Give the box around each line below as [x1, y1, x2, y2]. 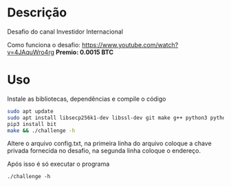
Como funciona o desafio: [7, 40, 81, 49]
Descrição [7, 5, 67, 21]
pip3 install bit [7, 121, 57, 127]
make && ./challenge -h [7, 127, 76, 134]
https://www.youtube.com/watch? [82, 40, 179, 49]
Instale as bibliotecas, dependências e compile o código [7, 95, 166, 103]
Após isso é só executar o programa [7, 160, 110, 169]
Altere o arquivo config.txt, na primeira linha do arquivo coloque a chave [7, 139, 212, 148]
